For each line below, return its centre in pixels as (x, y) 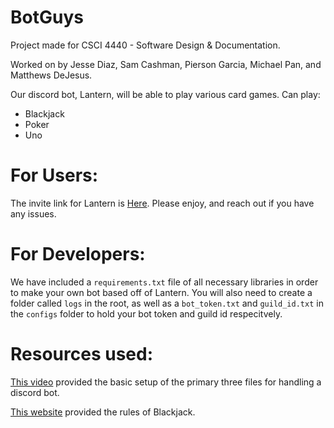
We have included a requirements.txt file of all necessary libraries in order (164, 282)
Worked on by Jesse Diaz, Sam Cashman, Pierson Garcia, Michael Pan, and (166, 64)
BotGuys (47, 17)
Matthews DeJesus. (51, 75)
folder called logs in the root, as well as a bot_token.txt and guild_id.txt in (167, 303)
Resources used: (81, 354)
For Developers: (78, 254)
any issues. (33, 213)
